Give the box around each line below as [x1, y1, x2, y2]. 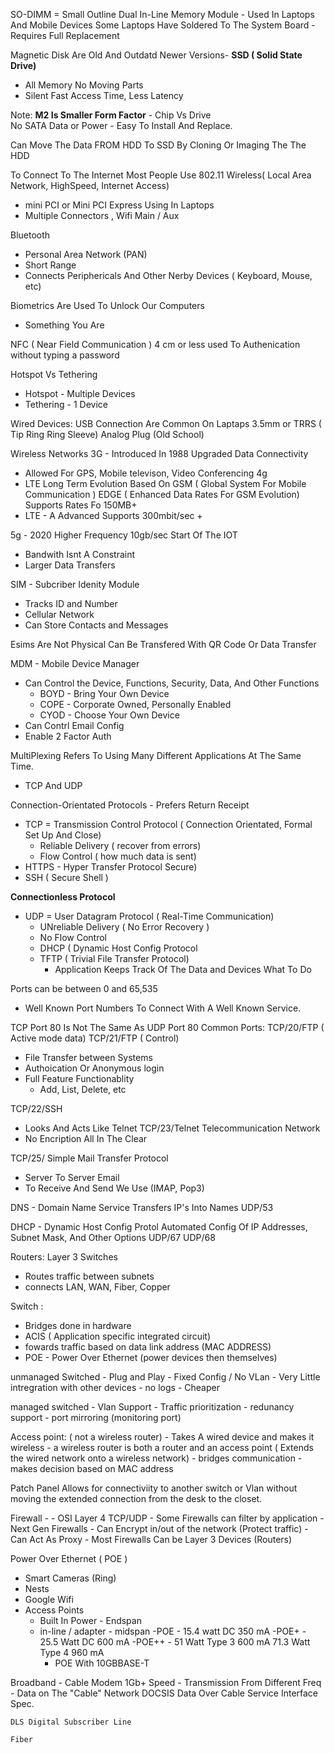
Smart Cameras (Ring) [24, 1572, 117, 1584]
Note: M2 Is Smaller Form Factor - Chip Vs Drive [10, 109, 212, 121]
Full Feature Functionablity [24, 1073, 135, 1084]
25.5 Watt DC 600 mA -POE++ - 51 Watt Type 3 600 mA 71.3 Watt [39, 1636, 311, 1648]
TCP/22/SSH [10, 1103, 63, 1114]
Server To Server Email [24, 1172, 120, 1183]
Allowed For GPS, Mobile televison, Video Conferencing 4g [24, 467, 268, 479]
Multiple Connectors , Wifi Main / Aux [24, 210, 180, 221]
